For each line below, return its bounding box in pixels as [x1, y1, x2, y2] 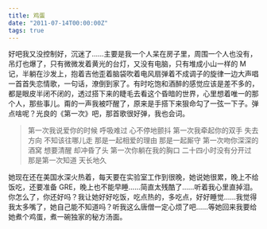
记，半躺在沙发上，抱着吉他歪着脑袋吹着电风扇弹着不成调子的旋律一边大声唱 [8, 69, 259, 79]
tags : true [8, 26, 44, 34]
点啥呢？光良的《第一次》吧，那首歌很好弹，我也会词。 [8, 109, 189, 118]
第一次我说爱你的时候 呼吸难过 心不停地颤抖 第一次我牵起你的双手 [27, 126, 243, 135]
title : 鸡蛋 [8, 11, 45, 20]
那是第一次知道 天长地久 [27, 156, 107, 165]
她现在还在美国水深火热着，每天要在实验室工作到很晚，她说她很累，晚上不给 [8, 173, 259, 182]
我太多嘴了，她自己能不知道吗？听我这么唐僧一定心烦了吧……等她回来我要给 [8, 202, 257, 212]
